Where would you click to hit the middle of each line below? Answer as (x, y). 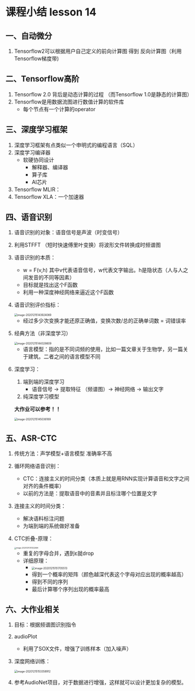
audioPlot (26, 637)
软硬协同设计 (38, 160)
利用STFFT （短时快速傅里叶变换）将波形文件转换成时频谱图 (87, 245)
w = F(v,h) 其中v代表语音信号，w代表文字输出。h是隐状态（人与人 (103, 270)
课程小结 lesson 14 (51, 12)
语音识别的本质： (35, 257)
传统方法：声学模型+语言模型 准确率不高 (63, 454)
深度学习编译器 (32, 152)
